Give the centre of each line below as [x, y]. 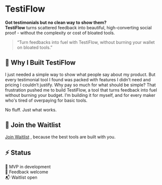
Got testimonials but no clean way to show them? [56, 22]
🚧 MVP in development [28, 167]
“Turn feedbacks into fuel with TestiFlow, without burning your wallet [86, 42]
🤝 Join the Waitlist [33, 125]
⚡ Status [18, 153]
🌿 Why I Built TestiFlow [40, 63]
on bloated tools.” [35, 47]
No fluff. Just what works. [31, 110]
